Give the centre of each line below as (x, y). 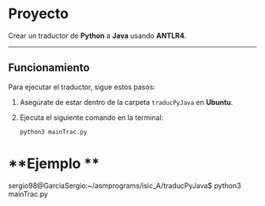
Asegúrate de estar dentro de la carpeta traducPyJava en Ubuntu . (126, 102)
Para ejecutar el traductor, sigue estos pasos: (82, 87)
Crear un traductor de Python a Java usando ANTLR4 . (97, 36)
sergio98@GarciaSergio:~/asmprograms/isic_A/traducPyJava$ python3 (125, 185)
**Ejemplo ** (54, 163)
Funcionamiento (49, 68)
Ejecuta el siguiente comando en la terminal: (91, 117)
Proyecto (39, 14)
